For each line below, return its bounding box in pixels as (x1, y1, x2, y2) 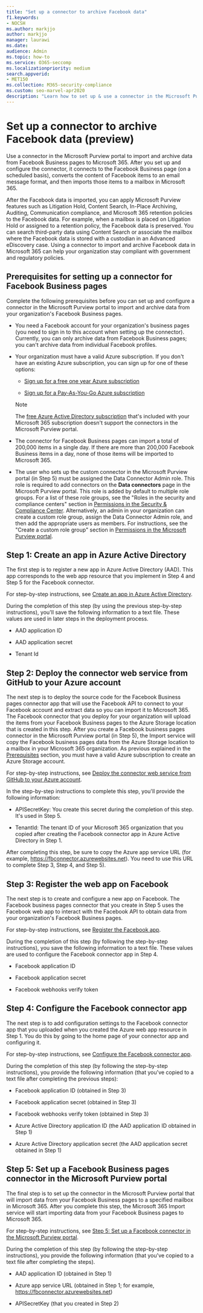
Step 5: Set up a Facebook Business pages (6, 1164, 170, 1174)
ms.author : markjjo (6, 25, 56, 32)
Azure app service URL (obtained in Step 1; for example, (14, 1282, 155, 1289)
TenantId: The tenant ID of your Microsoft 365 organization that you (14, 824, 184, 831)
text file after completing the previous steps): (6, 1075, 118, 1082)
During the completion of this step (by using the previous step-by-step (6, 602, 182, 610)
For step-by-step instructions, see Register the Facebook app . (6, 926, 161, 933)
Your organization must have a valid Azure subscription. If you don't (14, 352, 184, 360)
